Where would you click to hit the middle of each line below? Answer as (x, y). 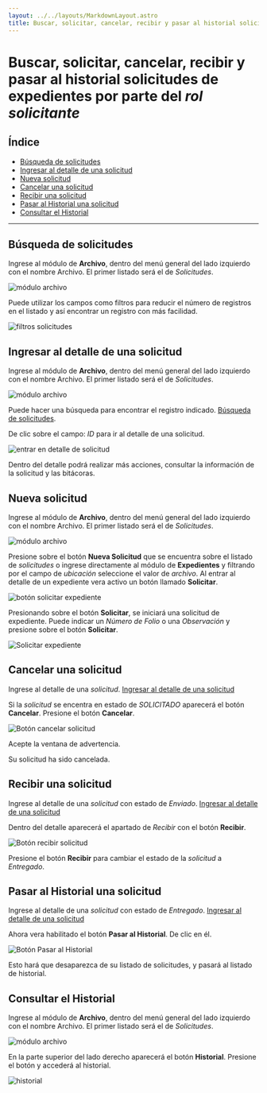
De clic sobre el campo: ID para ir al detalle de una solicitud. (106, 434)
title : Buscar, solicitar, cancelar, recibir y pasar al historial (122, 23)
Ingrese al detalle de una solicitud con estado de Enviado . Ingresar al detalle (133, 803)
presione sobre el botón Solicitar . (63, 630)
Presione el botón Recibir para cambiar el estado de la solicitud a (115, 858)
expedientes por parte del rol (106, 96)
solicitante (44, 113)
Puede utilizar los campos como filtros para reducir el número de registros (130, 303)
